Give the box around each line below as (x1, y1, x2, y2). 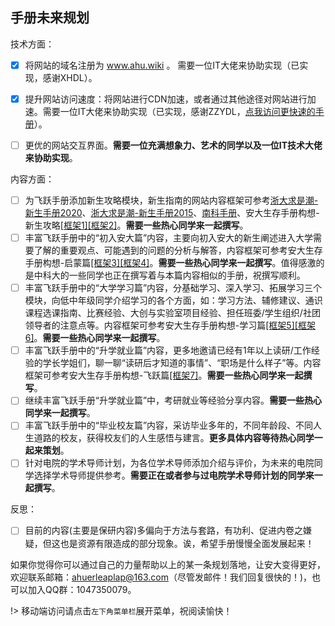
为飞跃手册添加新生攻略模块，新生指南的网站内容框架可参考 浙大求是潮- (24, 194, 319, 206)
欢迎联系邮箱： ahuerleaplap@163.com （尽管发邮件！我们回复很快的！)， (10, 571, 313, 583)
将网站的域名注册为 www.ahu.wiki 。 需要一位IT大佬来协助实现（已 (24, 59, 300, 71)
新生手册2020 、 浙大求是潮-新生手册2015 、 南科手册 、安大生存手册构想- (24, 207, 320, 219)
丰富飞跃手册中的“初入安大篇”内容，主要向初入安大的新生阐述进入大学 (24, 232, 314, 244)
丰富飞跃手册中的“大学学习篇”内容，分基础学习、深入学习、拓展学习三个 (24, 282, 323, 294)
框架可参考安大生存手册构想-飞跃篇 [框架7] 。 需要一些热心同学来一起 (24, 369, 304, 382)
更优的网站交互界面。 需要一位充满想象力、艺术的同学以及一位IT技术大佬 (24, 139, 323, 151)
